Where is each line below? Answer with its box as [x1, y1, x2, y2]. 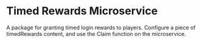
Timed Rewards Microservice [6, 4, 158, 18]
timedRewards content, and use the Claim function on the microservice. [6, 30, 186, 37]
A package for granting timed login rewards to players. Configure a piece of [6, 24, 196, 31]
